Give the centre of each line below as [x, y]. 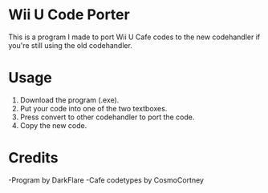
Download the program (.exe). [69, 100]
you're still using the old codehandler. [70, 45]
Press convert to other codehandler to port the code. [107, 117]
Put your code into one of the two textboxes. [93, 108]
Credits [33, 158]
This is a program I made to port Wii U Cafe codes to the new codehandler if [134, 37]
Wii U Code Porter [69, 15]
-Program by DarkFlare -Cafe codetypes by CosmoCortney [106, 180]
